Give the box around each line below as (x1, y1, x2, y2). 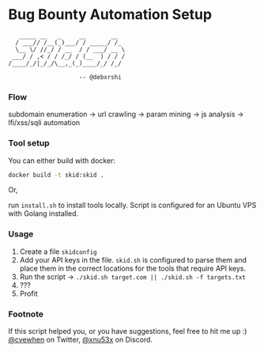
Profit (19, 289, 38, 298)
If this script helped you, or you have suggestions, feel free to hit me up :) (8, 327, 247, 335)
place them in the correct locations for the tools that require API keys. (19, 263, 247, 273)
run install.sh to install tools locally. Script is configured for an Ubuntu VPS (8, 200, 257, 210)
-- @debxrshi (78, 73, 123, 81)
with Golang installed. (8, 209, 79, 218)
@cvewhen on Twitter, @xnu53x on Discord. (8, 335, 153, 344)
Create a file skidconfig (19, 247, 97, 256)
